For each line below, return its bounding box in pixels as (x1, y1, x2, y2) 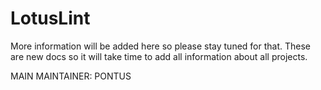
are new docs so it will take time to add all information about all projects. (10, 50, 308, 62)
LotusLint (10, 7, 91, 30)
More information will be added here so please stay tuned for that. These (10, 40, 311, 52)
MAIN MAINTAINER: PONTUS (10, 70, 132, 82)
